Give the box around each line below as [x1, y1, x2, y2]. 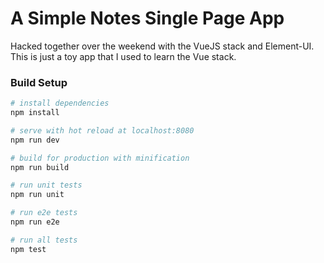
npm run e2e [10, 217, 60, 227]
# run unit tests [10, 180, 83, 191]
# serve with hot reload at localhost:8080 [10, 125, 195, 136]
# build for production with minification [10, 153, 190, 163]
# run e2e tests [10, 208, 78, 218]
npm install [10, 108, 60, 118]
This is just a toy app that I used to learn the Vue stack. [10, 50, 237, 62]
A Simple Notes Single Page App [10, 7, 285, 30]
